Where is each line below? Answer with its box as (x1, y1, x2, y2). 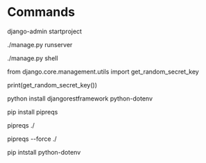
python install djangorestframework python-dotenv (7, 94, 153, 103)
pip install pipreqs (7, 108, 58, 116)
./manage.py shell (7, 53, 58, 62)
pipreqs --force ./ (7, 135, 57, 143)
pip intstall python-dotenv (7, 148, 81, 156)
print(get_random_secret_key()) (7, 80, 98, 89)
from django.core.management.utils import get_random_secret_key (7, 67, 199, 76)
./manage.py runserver (7, 40, 73, 49)
